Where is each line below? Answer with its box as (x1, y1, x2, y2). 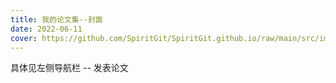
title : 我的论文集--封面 (10, 14, 103, 25)
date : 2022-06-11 (10, 24, 83, 34)
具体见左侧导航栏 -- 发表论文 (10, 62, 129, 74)
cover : (10, 33, 38, 43)
